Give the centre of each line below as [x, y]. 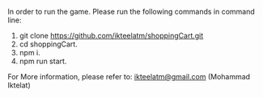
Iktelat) [19, 85]
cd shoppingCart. [48, 44]
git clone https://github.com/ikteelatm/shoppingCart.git [111, 36]
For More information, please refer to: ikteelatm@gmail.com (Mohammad [129, 77]
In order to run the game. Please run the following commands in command [131, 12]
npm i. [30, 53]
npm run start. [43, 61]
